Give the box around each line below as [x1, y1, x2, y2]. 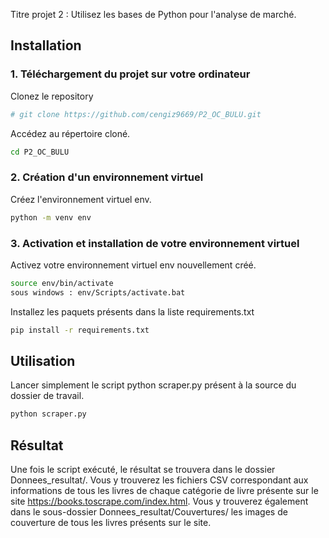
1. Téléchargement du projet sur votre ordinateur [10, 67, 251, 81]
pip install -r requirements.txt [10, 325, 150, 335]
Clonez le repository [10, 90, 94, 102]
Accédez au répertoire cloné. [10, 127, 131, 139]
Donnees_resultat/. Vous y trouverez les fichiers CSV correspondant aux [10, 474, 309, 486]
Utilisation [10, 352, 76, 369]
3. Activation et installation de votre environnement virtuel [10, 236, 300, 250]
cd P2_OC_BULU [10, 147, 70, 157]
